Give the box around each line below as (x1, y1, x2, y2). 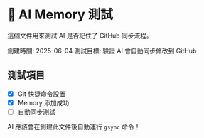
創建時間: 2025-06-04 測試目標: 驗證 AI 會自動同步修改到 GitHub (7, 46, 197, 55)
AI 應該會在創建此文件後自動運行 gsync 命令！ (7, 122, 141, 131)
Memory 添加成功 (17, 98, 70, 107)
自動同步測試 (17, 107, 55, 116)
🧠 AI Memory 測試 (7, 6, 114, 23)
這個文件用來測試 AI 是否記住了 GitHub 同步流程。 (7, 31, 153, 40)
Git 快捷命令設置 (17, 90, 66, 98)
